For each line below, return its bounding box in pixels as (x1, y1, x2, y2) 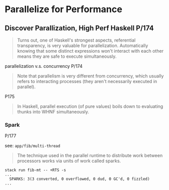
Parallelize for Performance (5, 4, 122, 15)
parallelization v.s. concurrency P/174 (5, 63, 83, 69)
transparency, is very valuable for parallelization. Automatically (17, 43, 148, 49)
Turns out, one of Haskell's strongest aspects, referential (17, 37, 136, 43)
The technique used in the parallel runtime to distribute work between (17, 153, 163, 159)
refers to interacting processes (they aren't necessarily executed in (17, 79, 157, 84)
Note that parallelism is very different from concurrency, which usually (17, 73, 164, 79)
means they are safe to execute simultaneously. (17, 53, 117, 59)
